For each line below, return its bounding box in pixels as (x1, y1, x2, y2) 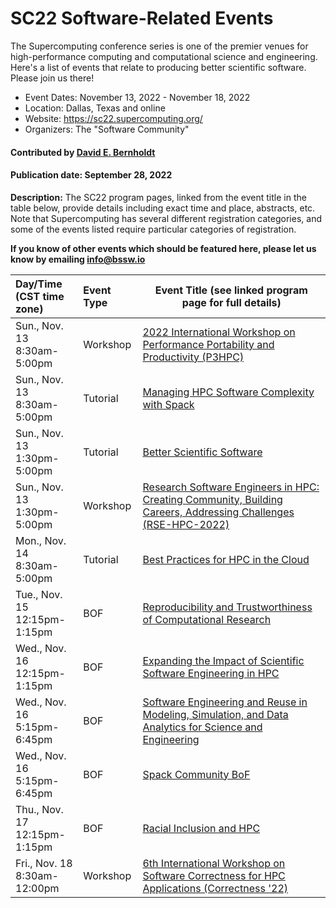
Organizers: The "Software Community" (24, 123, 190, 135)
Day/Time (15, 277, 63, 291)
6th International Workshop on (142, 856, 286, 870)
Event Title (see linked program (154, 283, 308, 297)
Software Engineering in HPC (142, 666, 280, 680)
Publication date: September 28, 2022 (10, 169, 173, 181)
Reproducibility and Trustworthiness (142, 600, 313, 614)
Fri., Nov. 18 (15, 856, 73, 870)
